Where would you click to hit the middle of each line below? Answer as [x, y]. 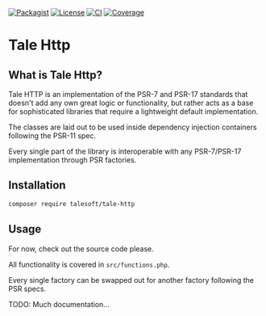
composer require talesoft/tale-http [72, 204]
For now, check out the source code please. [81, 249]
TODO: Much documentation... [59, 304]
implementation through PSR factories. [73, 160]
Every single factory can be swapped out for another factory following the [131, 280]
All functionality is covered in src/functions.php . [89, 264]
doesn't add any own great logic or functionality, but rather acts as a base [131, 103]
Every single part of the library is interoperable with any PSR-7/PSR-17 [125, 151]
